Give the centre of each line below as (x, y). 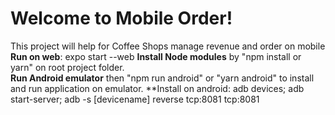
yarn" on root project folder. (67, 67)
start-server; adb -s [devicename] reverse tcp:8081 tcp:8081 (135, 99)
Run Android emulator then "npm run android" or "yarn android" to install (162, 78)
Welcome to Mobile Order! (121, 18)
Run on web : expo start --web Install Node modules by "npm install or (156, 56)
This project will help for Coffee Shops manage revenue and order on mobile (168, 46)
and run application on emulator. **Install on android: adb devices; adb (157, 88)
